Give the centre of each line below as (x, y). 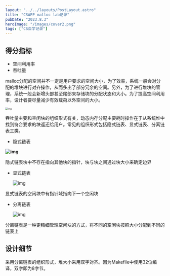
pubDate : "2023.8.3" (27, 19)
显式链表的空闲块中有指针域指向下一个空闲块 (52, 193)
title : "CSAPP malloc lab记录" (37, 15)
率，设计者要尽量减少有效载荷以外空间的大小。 (54, 100)
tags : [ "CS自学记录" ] (27, 29)
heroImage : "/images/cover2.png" (40, 24)
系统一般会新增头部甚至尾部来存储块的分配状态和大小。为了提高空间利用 (89, 93)
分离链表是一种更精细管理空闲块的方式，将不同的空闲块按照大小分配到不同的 (85, 225)
